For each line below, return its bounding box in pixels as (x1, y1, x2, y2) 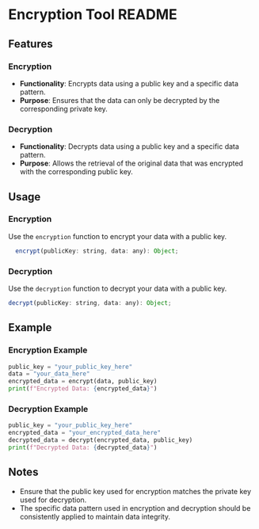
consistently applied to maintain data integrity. (19, 512, 171, 521)
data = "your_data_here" (8, 370, 90, 378)
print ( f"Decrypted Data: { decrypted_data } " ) (8, 443, 158, 452)
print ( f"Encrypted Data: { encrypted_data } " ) (8, 385, 158, 393)
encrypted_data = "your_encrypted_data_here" (8, 429, 161, 437)
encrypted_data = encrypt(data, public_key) (8, 378, 158, 386)
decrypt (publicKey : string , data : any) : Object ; (8, 299, 172, 307)
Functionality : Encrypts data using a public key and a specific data (19, 78, 239, 88)
